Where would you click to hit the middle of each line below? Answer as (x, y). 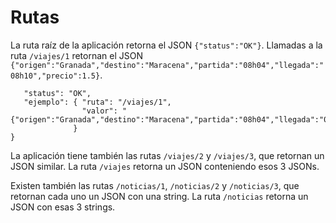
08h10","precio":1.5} (55, 76)
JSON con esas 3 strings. (63, 207)
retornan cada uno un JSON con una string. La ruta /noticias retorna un (159, 196)
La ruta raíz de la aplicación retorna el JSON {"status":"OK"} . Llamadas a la (166, 45)
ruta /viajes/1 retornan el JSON (76, 55)
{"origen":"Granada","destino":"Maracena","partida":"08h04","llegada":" (167, 65)
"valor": (99, 111)
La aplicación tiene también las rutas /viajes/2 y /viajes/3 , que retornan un (167, 155)
